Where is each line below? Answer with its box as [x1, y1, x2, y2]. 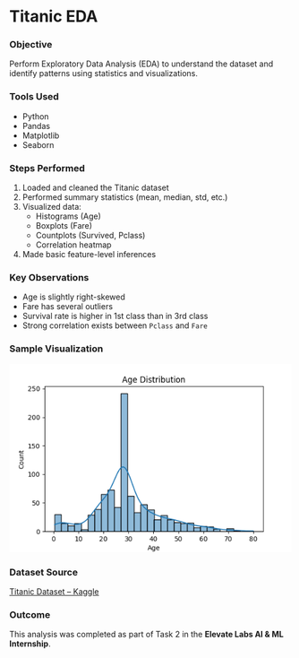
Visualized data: [21, 202, 82, 212]
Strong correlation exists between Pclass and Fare [21, 320, 208, 331]
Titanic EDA [9, 6, 98, 27]
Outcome [9, 608, 51, 620]
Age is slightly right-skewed [21, 291, 125, 302]
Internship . [9, 638, 51, 649]
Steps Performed [9, 161, 85, 174]
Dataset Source [9, 566, 79, 578]
